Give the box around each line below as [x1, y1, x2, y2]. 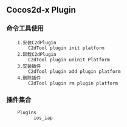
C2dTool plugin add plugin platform [28, 68, 121, 75]
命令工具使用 [6, 24, 44, 33]
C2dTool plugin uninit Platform [28, 57, 111, 63]
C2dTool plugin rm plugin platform [28, 80, 118, 86]
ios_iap [33, 115, 53, 121]
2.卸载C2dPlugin [17, 51, 57, 57]
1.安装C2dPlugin [17, 39, 57, 46]
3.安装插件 [17, 63, 41, 69]
